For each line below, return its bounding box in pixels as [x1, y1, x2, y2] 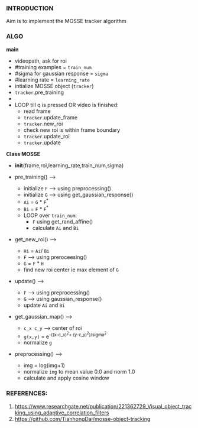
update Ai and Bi [23, 301, 65, 309]
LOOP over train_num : [23, 212, 77, 219]
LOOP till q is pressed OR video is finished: [14, 101, 119, 108]
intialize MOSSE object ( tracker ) [14, 82, 94, 89]
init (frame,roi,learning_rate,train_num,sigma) [14, 161, 124, 169]
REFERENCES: [6, 389, 48, 397]
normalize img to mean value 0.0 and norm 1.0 [23, 368, 135, 375]
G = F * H [23, 260, 44, 267]
